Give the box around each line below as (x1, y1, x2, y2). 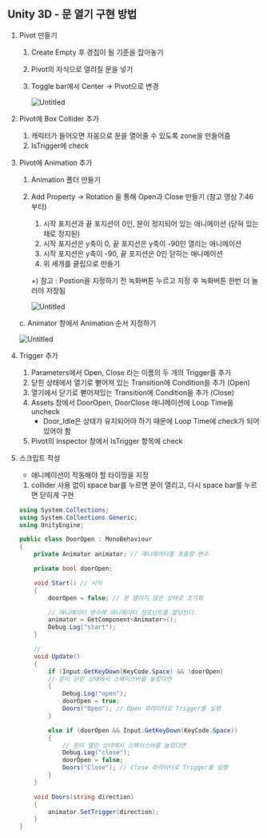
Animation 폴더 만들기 (30, 174, 101, 184)
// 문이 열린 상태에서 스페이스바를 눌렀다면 (62, 741, 186, 749)
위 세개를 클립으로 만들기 (42, 258, 121, 268)
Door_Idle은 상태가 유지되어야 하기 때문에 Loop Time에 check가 (42, 416, 245, 425)
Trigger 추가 (18, 350, 59, 360)
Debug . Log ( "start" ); (48, 623, 117, 632)
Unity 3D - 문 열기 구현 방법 (7, 7, 137, 22)
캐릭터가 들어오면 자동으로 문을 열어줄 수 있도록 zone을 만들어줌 (30, 130, 231, 140)
